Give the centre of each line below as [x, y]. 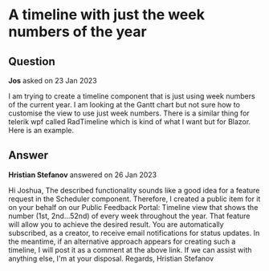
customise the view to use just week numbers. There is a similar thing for [129, 113]
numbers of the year [77, 32]
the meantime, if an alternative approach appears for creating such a [122, 241]
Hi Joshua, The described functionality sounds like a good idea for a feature [134, 190]
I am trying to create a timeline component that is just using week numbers [132, 96]
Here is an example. [41, 130]
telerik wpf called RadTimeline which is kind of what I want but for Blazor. [130, 121]
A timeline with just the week [106, 15]
